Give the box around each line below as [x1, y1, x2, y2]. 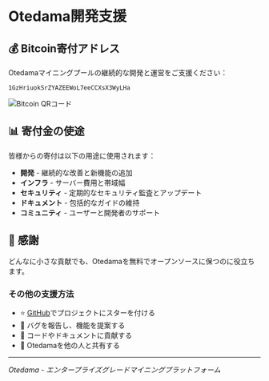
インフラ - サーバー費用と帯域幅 [19, 178, 126, 187]
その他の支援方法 [8, 288, 74, 299]
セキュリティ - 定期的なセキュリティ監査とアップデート [19, 187, 203, 197]
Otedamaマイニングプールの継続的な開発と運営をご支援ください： [8, 68, 228, 77]
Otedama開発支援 [8, 7, 126, 26]
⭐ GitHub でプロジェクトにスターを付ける [19, 307, 156, 317]
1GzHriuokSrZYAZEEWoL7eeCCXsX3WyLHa [8, 84, 130, 92]
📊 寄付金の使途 [8, 125, 86, 138]
